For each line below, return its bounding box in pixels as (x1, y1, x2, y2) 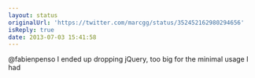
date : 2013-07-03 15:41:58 (8, 33, 97, 41)
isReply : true (8, 26, 55, 34)
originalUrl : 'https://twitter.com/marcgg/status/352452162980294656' (8, 19, 245, 27)
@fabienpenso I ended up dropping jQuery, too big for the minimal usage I (8, 55, 249, 64)
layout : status (8, 11, 58, 19)
